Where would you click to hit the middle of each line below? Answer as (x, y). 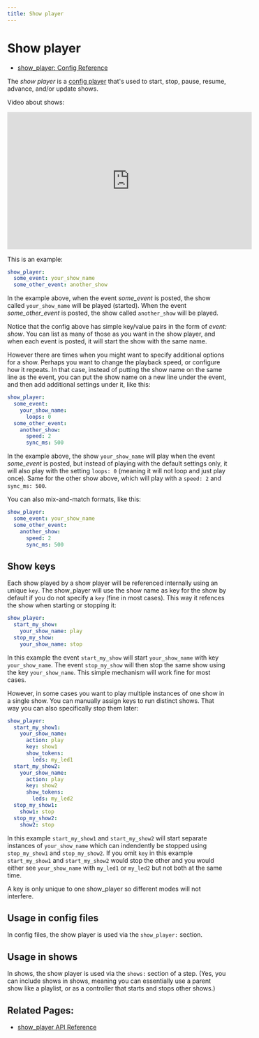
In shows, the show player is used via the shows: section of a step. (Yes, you (117, 974)
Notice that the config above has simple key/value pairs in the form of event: (117, 327)
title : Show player (36, 14)
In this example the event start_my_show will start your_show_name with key (113, 658)
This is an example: (35, 259)
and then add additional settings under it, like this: (79, 385)
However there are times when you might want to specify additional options (116, 355)
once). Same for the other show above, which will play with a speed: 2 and (114, 478)
